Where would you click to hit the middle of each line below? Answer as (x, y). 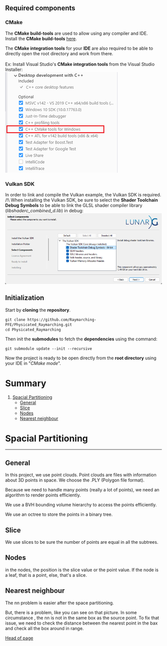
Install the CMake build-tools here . (41, 38)
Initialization (25, 298)
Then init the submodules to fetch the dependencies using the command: (81, 339)
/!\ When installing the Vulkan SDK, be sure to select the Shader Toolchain (82, 200)
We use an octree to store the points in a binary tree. (59, 514)
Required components (40, 8)
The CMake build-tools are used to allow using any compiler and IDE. (77, 33)
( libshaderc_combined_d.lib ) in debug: (44, 210)
